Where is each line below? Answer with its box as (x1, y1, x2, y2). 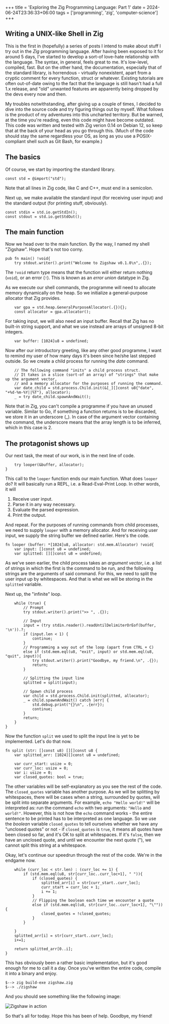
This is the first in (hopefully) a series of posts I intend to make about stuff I (5, 43, 161, 49)
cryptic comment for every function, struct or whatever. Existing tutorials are (5, 75, 163, 81)
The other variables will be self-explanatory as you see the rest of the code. (5, 783, 162, 790)
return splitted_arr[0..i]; (14, 946, 73, 951)
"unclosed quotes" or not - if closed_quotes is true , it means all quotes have (5, 826, 163, 833)
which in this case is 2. (5, 425, 53, 431)
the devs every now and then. (5, 91, 67, 97)
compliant (5, 138, 26, 144)
